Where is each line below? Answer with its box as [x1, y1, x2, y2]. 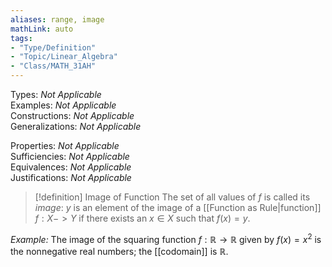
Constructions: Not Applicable [10, 110, 135, 121]
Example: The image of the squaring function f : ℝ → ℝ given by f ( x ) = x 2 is [10, 232, 322, 245]
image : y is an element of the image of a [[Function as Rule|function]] [34, 202, 322, 213]
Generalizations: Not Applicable [10, 121, 142, 132]
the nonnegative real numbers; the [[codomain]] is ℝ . [10, 245, 229, 257]
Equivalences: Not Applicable [10, 161, 132, 173]
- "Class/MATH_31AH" [10, 61, 97, 71]
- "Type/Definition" [10, 42, 97, 53]
